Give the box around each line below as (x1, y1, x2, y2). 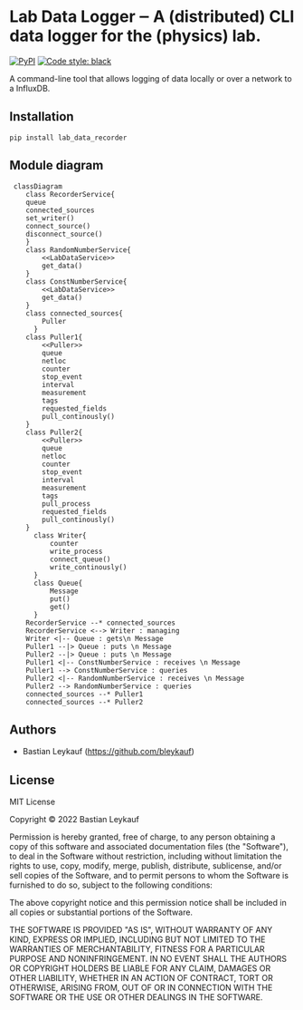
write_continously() (49, 562, 128, 572)
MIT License (9, 796, 56, 808)
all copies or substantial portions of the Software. (9, 907, 193, 918)
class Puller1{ (25, 333, 83, 342)
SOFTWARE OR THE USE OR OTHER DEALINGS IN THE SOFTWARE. (9, 992, 263, 1003)
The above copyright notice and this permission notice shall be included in (9, 898, 287, 908)
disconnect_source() (25, 229, 103, 238)
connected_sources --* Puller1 (25, 689, 144, 699)
